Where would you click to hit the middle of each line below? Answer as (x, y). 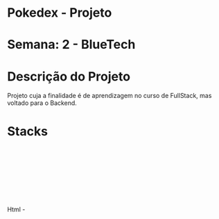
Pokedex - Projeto (60, 13)
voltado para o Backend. (42, 103)
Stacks (28, 131)
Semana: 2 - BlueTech (71, 45)
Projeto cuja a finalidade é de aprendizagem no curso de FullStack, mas (109, 96)
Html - (16, 209)
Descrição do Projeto (69, 76)
